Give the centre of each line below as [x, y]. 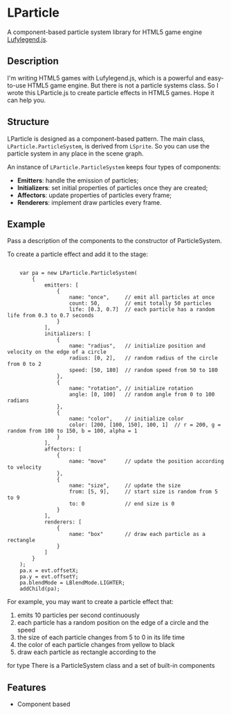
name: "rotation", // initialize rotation [131, 389]
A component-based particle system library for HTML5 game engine [105, 32]
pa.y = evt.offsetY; [49, 577]
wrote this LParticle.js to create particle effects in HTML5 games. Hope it [111, 92]
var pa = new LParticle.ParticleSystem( [78, 273]
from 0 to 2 [24, 364]
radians [18, 401]
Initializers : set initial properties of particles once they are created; [112, 187]
